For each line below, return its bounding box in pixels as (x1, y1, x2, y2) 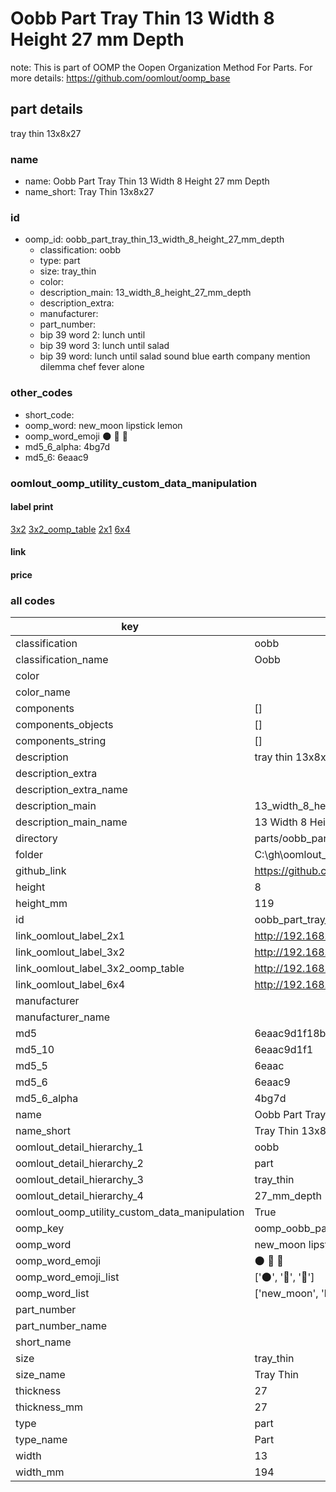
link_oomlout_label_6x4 (15, 978, 126, 992)
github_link (15, 864, 67, 878)
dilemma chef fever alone (39, 361, 145, 373)
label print (10, 501, 54, 513)
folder (15, 848, 44, 862)
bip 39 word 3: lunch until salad (39, 340, 170, 352)
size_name (15, 1368, 66, 1382)
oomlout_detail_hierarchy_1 (15, 1140, 144, 1154)
